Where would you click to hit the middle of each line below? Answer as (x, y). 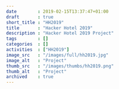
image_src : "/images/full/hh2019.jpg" (57, 55)
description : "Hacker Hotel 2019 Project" (60, 33)
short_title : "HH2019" (35, 22)
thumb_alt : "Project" (36, 71)
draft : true (30, 17)
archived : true (30, 77)
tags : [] (27, 39)
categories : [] (27, 44)
